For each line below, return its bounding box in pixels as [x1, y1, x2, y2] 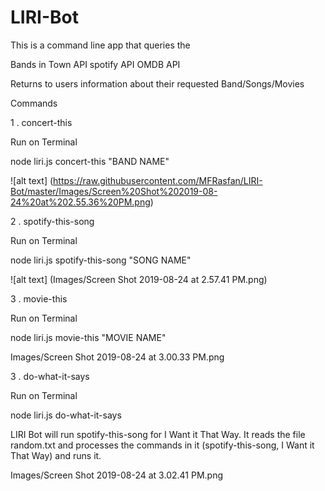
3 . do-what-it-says [10, 370, 90, 382]
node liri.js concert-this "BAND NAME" [10, 155, 170, 167]
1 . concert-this [10, 116, 73, 128]
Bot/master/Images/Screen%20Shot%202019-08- [10, 185, 218, 197]
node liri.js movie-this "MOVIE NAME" [10, 331, 167, 343]
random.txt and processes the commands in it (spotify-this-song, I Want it [10, 439, 315, 451]
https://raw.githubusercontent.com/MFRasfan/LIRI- [53, 174, 263, 186]
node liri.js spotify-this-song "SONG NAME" [10, 254, 192, 266]
